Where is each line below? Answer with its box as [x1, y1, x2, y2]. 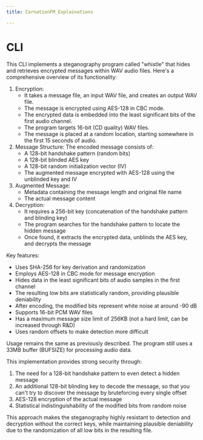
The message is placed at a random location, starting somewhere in [24, 130, 194, 137]
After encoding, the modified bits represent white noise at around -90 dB [15, 302, 198, 310]
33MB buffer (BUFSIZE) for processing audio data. [6, 346, 132, 353]
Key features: [6, 251, 39, 259]
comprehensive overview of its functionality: [6, 73, 117, 81]
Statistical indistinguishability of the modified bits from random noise [15, 402, 187, 409]
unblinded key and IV [24, 175, 78, 183]
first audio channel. [24, 117, 73, 124]
